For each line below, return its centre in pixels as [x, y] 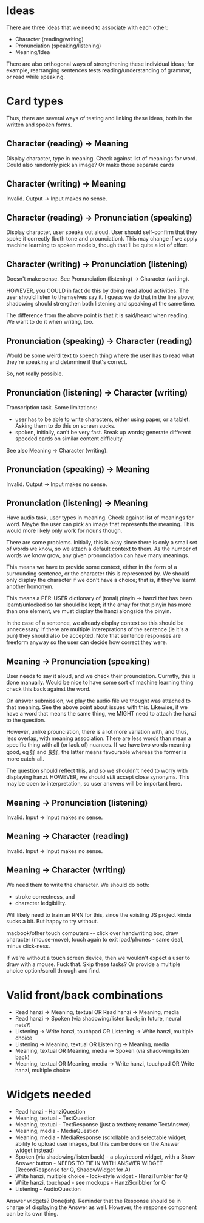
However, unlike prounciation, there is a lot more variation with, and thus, [97, 732]
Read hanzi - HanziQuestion [50, 1111]
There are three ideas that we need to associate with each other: [87, 27]
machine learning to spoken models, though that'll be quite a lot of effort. [98, 245]
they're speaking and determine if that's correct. [67, 361]
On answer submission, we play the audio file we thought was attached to [99, 701]
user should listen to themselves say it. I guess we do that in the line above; [101, 297]
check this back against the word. [49, 689]
